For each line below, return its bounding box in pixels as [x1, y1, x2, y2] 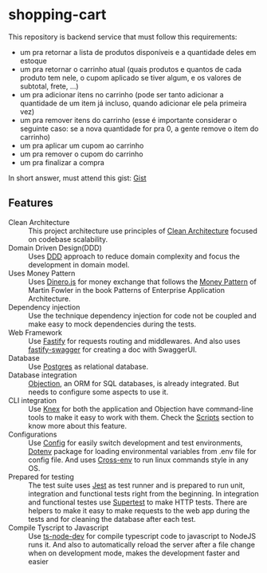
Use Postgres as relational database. [28, 362, 149, 371]
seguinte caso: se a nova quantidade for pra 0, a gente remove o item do [19, 124, 259, 133]
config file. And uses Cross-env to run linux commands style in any [28, 455, 249, 464]
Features [8, 196, 53, 210]
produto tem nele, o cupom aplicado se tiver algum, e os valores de [19, 73, 241, 82]
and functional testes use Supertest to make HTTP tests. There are [28, 497, 248, 507]
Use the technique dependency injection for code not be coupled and [28, 310, 257, 320]
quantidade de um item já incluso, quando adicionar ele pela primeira [19, 98, 247, 108]
